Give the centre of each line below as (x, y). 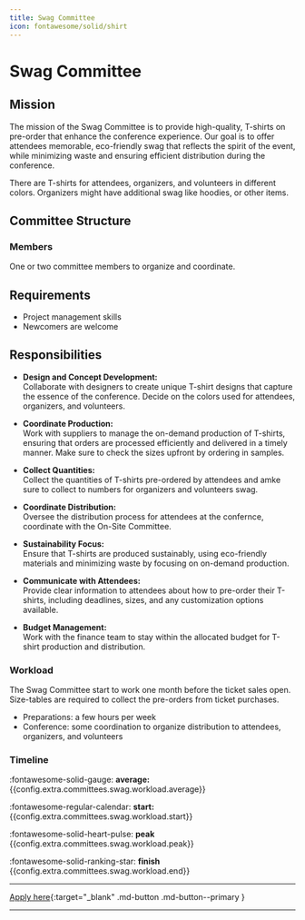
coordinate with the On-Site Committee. (97, 526)
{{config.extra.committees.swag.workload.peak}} (102, 844)
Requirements (50, 295)
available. (40, 609)
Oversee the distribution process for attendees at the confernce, (143, 516)
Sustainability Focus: (63, 544)
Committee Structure (70, 220)
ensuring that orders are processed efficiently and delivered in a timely (155, 442)
